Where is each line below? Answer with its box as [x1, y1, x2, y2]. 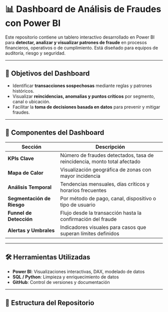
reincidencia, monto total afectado [60, 158, 141, 165]
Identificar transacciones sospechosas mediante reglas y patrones [12, 83, 152, 89]
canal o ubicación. [12, 98, 50, 105]
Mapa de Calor [7, 169, 43, 176]
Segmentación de [7, 195, 51, 202]
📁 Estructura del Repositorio [5, 298, 94, 307]
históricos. [12, 88, 34, 94]
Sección [21, 143, 41, 150]
